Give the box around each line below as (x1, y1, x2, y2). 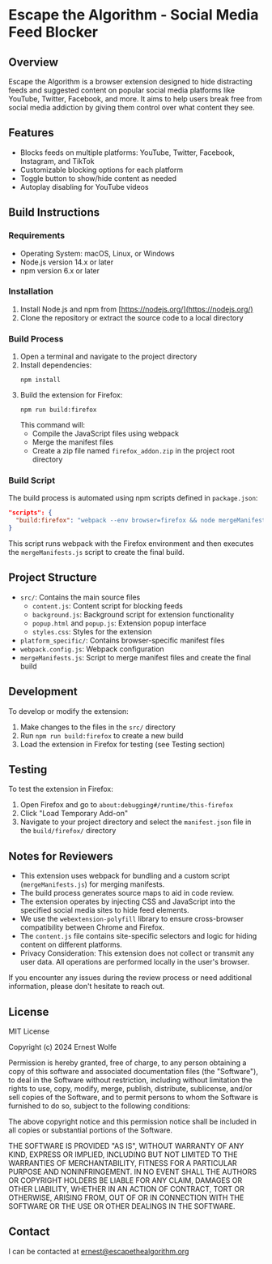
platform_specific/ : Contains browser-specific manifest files (19, 635, 225, 645)
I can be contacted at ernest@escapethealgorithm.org (8, 1246, 189, 1256)
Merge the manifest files (32, 437, 114, 447)
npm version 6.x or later (19, 265, 100, 275)
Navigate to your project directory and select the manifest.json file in (19, 817, 252, 827)
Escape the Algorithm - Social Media (8, 6, 259, 24)
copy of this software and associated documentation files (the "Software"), (8, 1067, 259, 1077)
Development (8, 685, 79, 699)
